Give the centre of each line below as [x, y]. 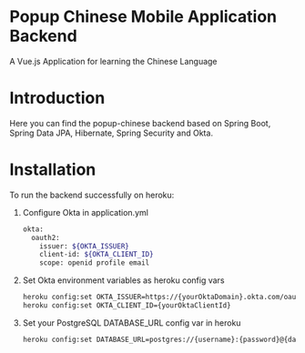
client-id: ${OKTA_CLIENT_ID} [97, 255]
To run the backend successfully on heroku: [92, 195]
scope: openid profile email [95, 263]
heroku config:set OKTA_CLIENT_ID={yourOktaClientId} [127, 306]
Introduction [57, 98]
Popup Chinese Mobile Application [143, 17]
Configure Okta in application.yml [85, 212]
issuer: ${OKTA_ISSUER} [84, 246]
